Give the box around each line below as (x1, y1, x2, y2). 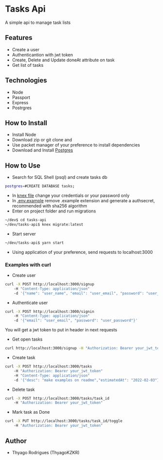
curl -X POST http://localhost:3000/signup (5, 282, 95, 287)
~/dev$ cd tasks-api (5, 218, 47, 223)
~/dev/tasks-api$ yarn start (5, 240, 64, 245)
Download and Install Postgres (12, 147, 73, 153)
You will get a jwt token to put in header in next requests (5, 327, 117, 333)
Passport (12, 94, 31, 100)
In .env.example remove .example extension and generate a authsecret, (12, 198, 155, 204)
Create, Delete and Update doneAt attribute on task (12, 57, 115, 63)
